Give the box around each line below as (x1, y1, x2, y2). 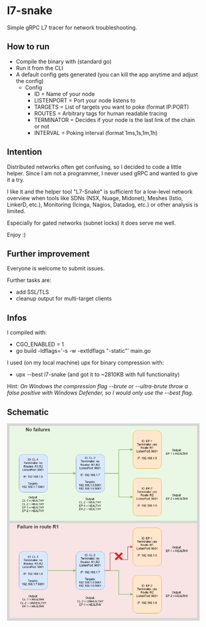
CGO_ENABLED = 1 (15, 341, 64, 348)
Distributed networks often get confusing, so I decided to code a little (7, 163, 182, 170)
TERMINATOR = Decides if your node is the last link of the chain (34, 116, 195, 123)
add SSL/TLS (15, 288, 50, 296)
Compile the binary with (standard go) (15, 57, 112, 65)
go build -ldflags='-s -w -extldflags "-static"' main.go (15, 347, 151, 355)
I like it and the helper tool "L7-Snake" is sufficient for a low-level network (7, 187, 193, 195)
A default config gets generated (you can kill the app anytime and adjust (15, 71, 198, 78)
